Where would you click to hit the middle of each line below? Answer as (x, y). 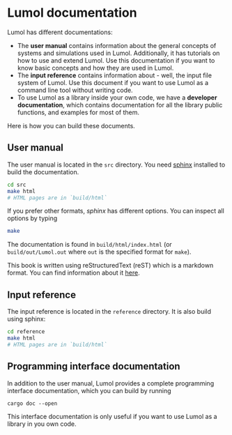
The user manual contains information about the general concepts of (117, 45)
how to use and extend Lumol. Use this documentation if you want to (116, 60)
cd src (17, 185)
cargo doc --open (32, 403)
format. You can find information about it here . (74, 273)
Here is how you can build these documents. (71, 125)
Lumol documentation (72, 13)
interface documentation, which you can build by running (90, 390)
